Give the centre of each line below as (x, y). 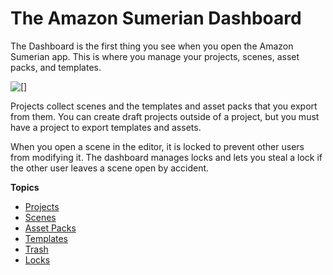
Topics (25, 187)
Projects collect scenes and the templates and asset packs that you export (164, 106)
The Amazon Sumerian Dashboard (156, 18)
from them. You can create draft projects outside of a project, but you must (165, 116)
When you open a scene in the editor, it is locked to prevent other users (157, 146)
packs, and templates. (56, 67)
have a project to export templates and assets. (106, 127)
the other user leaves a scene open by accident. (110, 168)
